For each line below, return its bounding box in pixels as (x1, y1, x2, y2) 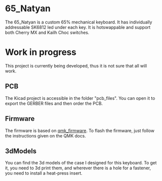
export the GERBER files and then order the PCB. (5, 100, 103, 106)
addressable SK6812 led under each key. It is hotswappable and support (5, 24, 151, 30)
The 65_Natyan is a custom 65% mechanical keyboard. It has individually (5, 19, 152, 25)
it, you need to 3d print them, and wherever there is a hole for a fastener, (5, 165, 151, 171)
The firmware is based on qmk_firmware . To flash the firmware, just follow (5, 128, 155, 134)
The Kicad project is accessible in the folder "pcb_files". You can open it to (5, 95, 155, 101)
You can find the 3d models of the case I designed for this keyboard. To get (5, 160, 157, 166)
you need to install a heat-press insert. (5, 170, 83, 176)
